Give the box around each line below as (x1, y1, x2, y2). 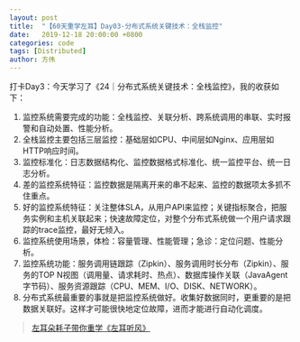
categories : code (9, 38, 75, 48)
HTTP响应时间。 (22, 145, 84, 156)
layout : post (9, 13, 59, 23)
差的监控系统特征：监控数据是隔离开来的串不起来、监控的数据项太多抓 (22, 180, 284, 189)
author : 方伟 (9, 55, 56, 64)
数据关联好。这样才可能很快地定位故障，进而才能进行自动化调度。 (22, 303, 268, 314)
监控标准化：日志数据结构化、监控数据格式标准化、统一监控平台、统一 (22, 157, 284, 167)
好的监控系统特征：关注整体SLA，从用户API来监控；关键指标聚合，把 (22, 202, 279, 212)
